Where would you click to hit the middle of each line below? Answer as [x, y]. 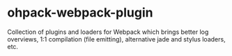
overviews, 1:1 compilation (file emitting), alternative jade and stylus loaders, [116, 39]
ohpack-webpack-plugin [80, 13]
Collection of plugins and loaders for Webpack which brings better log [108, 32]
